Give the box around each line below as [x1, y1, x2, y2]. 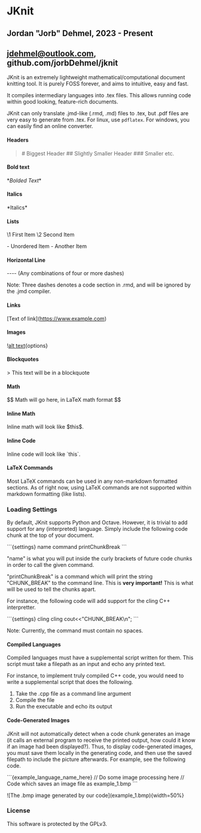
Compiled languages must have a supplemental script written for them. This [7, 654, 194, 661]
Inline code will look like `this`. [7, 450, 81, 458]
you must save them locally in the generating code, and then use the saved [7, 749, 192, 756]
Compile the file [15, 697, 55, 704]
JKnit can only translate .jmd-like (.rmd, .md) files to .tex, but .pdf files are [7, 110, 189, 117]
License [7, 807, 31, 815]
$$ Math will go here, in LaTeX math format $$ [7, 396, 121, 404]
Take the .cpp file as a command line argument [15, 690, 132, 697]
